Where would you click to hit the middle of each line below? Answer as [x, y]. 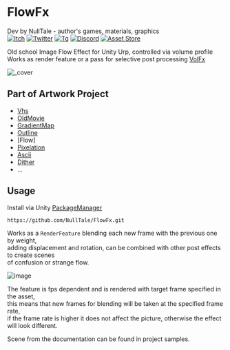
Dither [26, 162]
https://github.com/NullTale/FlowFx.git [66, 220]
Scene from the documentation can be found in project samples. [99, 339]
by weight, [22, 240]
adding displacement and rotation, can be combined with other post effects [114, 247]
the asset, [21, 296]
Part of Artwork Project [58, 94]
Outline [27, 132]
